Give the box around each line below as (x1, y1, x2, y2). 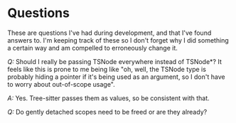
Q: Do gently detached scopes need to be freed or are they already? (7, 107, 208, 116)
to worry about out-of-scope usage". (7, 80, 115, 88)
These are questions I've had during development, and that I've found (7, 28, 212, 37)
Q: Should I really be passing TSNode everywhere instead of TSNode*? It (7, 57, 222, 65)
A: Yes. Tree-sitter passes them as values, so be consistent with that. (7, 94, 210, 102)
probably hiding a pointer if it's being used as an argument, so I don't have (7, 73, 225, 81)
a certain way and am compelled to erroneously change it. (7, 43, 178, 52)
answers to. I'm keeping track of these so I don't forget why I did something (7, 36, 229, 44)
